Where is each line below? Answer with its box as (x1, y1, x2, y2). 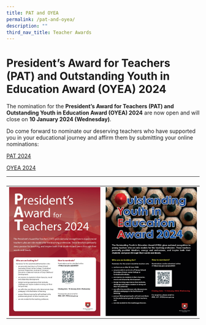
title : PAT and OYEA (6, 10, 59, 16)
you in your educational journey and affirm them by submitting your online (6, 134, 193, 141)
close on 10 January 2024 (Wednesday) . (6, 116, 112, 123)
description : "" (6, 23, 48, 29)
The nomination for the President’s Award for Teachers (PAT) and (6, 103, 174, 110)
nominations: (6, 141, 39, 148)
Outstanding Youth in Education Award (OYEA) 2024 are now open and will (6, 109, 200, 116)
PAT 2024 (6, 152, 32, 160)
